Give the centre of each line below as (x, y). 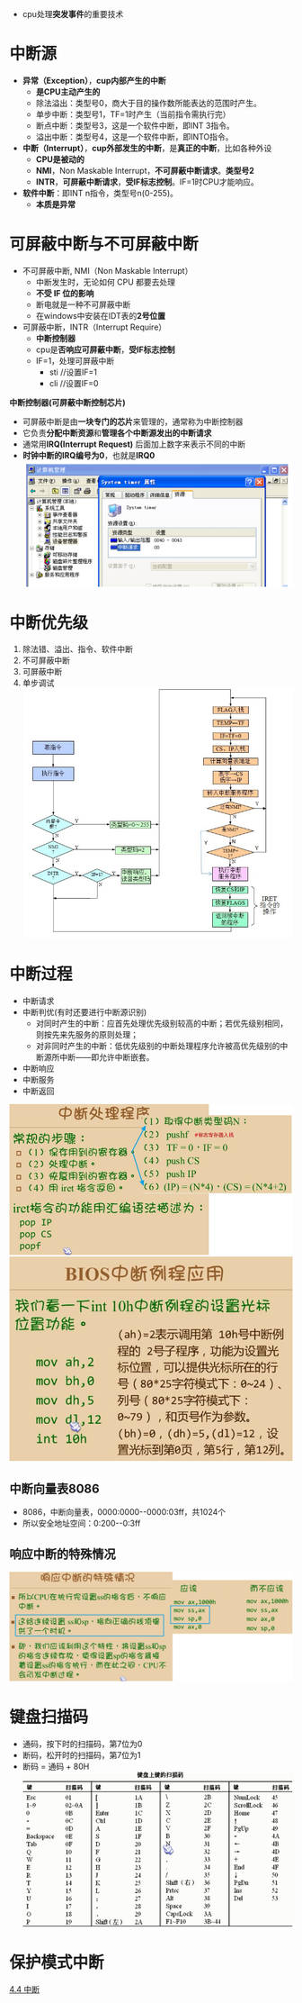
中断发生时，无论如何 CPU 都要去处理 (106, 282)
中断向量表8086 (55, 1488)
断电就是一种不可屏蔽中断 (83, 304)
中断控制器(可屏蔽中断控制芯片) (67, 402)
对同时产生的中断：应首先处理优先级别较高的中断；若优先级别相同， (162, 1024)
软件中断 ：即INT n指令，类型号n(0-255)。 (100, 193)
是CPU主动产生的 (68, 91)
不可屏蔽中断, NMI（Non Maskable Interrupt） (107, 270)
